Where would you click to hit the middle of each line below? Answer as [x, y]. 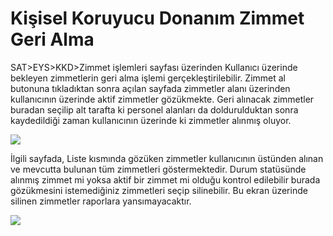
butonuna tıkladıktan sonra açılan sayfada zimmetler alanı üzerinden [150, 88]
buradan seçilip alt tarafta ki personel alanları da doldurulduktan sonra [154, 109]
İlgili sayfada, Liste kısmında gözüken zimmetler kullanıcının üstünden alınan [167, 158]
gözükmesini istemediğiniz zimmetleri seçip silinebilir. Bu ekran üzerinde [159, 190]
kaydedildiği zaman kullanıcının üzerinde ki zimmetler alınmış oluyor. [151, 120]
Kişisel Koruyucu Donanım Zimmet [157, 18]
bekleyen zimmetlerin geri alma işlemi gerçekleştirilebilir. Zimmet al [148, 78]
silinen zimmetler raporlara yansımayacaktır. [101, 201]
